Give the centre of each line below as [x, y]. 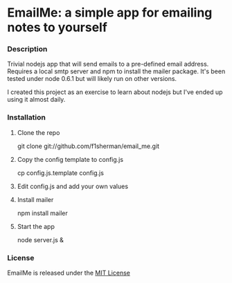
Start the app [36, 226]
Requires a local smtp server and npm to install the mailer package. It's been [116, 71]
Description [27, 49]
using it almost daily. [36, 100]
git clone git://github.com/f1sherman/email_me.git [88, 146]
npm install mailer [42, 213]
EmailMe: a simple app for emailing [110, 13]
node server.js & [41, 239]
